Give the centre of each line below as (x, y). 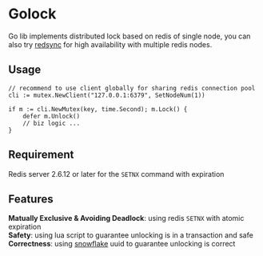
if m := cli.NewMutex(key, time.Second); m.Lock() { (98, 109)
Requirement (41, 155)
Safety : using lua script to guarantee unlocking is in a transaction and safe (131, 235)
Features (31, 199)
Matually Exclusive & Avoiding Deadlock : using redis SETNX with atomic (126, 218)
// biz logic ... (52, 123)
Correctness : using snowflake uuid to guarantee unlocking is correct (122, 244)
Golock (32, 14)
